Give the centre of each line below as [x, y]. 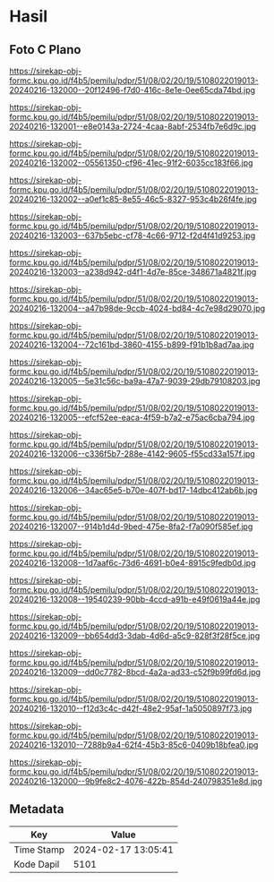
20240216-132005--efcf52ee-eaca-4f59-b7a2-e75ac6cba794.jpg [132, 417]
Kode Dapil [37, 864]
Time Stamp [39, 850]
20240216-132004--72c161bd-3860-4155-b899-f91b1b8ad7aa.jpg [132, 345]
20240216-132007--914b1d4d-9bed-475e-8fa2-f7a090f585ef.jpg [131, 527]
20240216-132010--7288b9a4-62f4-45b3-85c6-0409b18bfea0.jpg [134, 745]
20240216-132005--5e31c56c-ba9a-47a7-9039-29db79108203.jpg [135, 381]
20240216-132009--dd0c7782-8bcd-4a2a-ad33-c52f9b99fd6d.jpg [135, 672]
